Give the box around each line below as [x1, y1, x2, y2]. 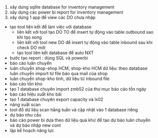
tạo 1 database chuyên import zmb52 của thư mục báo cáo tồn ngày [9, 86, 147, 92]
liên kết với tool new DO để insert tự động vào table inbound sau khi [17, 39, 153, 45]
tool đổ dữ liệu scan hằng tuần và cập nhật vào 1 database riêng [9, 107, 138, 113]
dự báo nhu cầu [9, 112, 41, 118]
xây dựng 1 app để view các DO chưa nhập [9, 15, 96, 20]
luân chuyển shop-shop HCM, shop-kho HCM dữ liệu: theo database [9, 65, 148, 71]
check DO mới [17, 45, 46, 50]
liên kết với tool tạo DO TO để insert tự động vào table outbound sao [17, 29, 154, 35]
